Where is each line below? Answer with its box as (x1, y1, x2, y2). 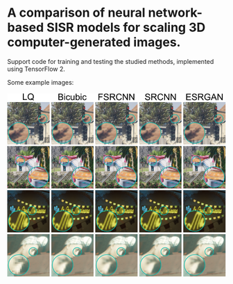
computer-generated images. (7, 35, 181, 50)
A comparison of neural (7, 5, 146, 21)
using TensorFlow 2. (7, 65, 66, 73)
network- (148, 5, 203, 21)
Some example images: (7, 78, 74, 86)
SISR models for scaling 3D (46, 19, 206, 35)
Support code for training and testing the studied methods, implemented (7, 57, 214, 65)
